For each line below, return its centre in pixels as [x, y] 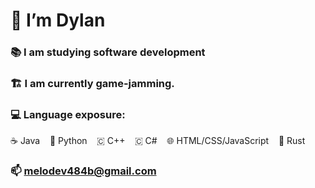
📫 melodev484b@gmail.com [83, 171]
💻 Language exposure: [68, 114]
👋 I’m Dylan [58, 20]
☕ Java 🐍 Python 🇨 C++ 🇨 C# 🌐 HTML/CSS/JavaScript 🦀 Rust [158, 141]
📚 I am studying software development [108, 52]
